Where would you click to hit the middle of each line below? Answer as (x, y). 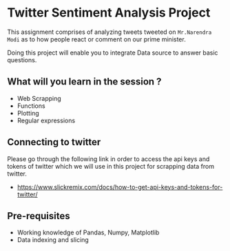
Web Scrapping (39, 98)
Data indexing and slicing (53, 240)
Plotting (28, 113)
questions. (22, 59)
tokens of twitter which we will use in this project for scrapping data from (111, 166)
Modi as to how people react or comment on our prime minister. (96, 39)
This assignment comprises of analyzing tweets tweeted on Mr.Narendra (109, 32)
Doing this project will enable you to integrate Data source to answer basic (113, 53)
